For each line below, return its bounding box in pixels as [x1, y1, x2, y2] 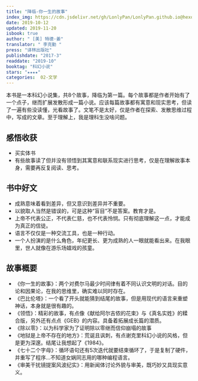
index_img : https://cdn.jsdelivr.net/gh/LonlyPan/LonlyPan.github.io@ [6, 14, 183, 20]
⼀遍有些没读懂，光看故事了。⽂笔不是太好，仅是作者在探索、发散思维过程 [11, 106, 192, 113]
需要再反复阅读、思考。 [25, 164, 82, 171]
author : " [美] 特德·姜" [6, 36, 64, 42]
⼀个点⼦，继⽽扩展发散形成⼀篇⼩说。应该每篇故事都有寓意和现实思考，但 [6, 99, 187, 106]
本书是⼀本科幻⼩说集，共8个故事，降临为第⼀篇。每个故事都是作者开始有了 [6, 92, 190, 99]
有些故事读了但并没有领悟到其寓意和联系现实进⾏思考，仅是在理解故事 [14, 157, 186, 164]
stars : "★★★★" [6, 69, 41, 75]
